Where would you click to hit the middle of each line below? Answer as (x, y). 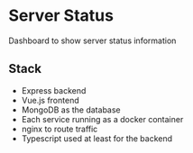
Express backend (54, 90)
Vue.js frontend (50, 100)
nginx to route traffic (60, 129)
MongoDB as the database (71, 110)
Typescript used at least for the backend (97, 138)
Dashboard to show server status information (92, 40)
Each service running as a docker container (102, 119)
